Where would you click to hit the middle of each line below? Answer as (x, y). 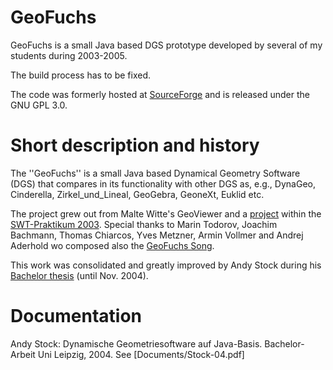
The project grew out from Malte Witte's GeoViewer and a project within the (166, 213)
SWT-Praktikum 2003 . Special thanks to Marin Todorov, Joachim (144, 224)
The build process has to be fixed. (81, 75)
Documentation (76, 316)
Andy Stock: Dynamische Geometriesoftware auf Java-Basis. (136, 343)
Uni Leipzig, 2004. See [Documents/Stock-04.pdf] (141, 354)
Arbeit (23, 354)
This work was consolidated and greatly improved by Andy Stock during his (166, 265)
